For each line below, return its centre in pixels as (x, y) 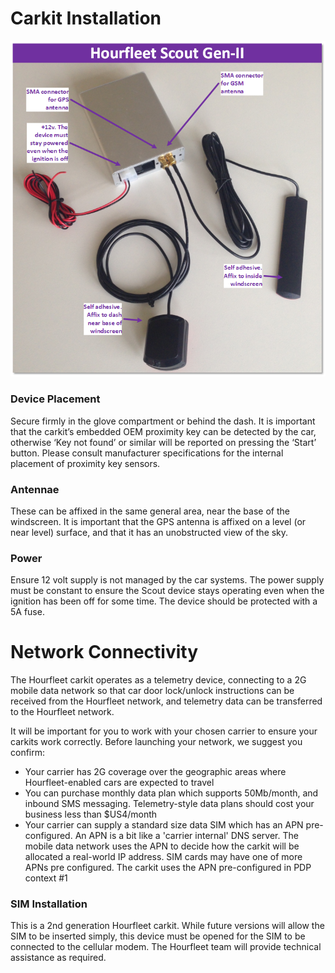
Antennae (35, 489)
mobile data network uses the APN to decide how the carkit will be (162, 846)
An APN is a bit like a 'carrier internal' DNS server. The (186, 836)
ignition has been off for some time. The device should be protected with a (164, 601)
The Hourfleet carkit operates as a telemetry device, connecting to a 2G (158, 680)
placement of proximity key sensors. (85, 463)
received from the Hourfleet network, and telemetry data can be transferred (166, 701)
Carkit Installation (86, 18)
